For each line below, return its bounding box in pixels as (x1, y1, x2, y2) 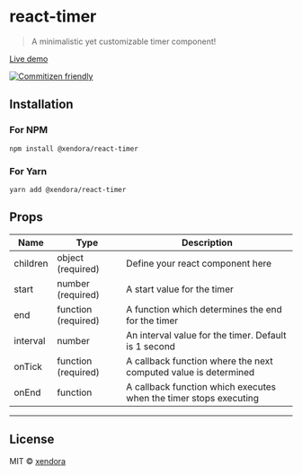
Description (181, 236, 234, 249)
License (9, 432, 55, 447)
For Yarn (9, 164, 48, 177)
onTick (13, 360, 43, 373)
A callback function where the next (125, 355, 274, 367)
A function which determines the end (125, 303, 283, 315)
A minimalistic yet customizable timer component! (31, 36, 217, 47)
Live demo (9, 53, 49, 64)
